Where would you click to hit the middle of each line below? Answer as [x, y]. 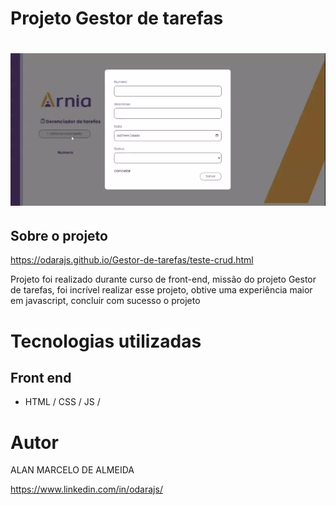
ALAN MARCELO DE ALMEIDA [72, 470]
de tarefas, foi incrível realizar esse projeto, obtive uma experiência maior [161, 290]
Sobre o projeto [59, 235]
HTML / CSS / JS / [62, 402]
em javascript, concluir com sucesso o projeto [105, 301]
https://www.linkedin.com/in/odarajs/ [86, 489]
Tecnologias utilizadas [106, 341]
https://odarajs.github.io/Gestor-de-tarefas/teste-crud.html [132, 260]
